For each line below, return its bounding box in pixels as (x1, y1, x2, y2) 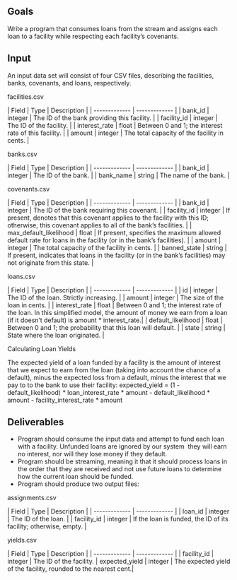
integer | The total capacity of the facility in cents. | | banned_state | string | (7, 243, 228, 251)
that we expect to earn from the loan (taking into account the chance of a (7, 365, 221, 374)
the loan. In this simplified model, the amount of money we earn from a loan (7, 308, 228, 316)
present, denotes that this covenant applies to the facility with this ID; (7, 213, 209, 222)
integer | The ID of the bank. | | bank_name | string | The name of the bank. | (7, 171, 230, 179)
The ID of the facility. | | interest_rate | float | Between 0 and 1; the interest (7, 121, 223, 129)
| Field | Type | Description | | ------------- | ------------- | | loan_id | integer (7, 507, 230, 516)
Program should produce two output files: (17, 480, 139, 488)
